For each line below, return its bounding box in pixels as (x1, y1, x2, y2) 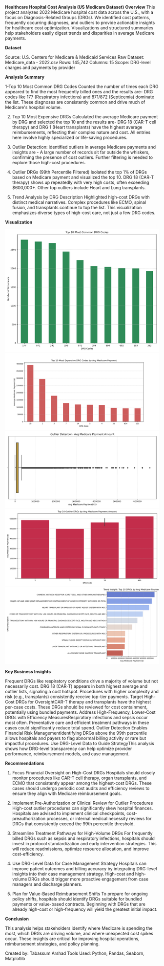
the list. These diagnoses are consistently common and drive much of (5, 99, 145, 105)
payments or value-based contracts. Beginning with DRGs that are (12, 901, 145, 907)
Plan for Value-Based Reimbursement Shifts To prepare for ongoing (12, 891, 148, 897)
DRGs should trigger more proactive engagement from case (28, 876, 149, 882)
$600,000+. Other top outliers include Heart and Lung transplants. (12, 185, 146, 190)
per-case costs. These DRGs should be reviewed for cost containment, (5, 704, 148, 710)
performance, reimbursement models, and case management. (5, 751, 130, 757)
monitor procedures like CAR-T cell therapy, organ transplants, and (12, 775, 147, 781)
